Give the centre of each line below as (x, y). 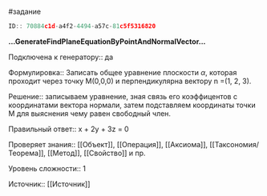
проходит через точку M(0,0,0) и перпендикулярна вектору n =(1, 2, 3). (130, 81)
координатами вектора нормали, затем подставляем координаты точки (132, 105)
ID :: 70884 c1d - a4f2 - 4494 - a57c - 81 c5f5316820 (82, 26)
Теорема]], (27, 153)
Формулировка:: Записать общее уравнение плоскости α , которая (123, 72)
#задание (25, 12)
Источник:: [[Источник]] (49, 184)
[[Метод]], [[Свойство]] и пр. (97, 153)
